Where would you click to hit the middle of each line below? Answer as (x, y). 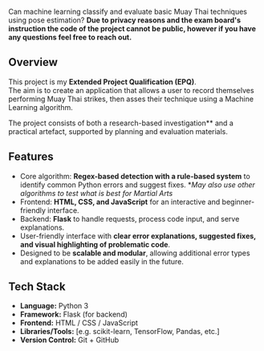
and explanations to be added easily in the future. (102, 261)
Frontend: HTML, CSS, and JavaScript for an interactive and (120, 202)
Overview (33, 62)
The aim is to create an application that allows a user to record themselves (131, 90)
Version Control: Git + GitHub (69, 340)
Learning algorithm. (41, 107)
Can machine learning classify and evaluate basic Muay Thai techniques (128, 12)
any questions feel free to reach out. (70, 37)
